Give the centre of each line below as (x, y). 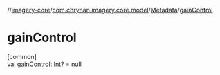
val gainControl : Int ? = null (44, 64)
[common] (22, 56)
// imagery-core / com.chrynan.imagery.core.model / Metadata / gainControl (110, 10)
